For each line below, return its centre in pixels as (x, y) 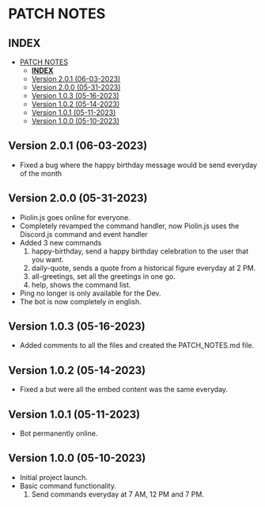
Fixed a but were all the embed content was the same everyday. (123, 390)
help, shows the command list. (81, 284)
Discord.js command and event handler (83, 234)
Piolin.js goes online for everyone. (75, 217)
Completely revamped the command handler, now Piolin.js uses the (129, 226)
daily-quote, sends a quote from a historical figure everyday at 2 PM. (144, 268)
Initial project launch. (54, 477)
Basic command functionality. (68, 486)
